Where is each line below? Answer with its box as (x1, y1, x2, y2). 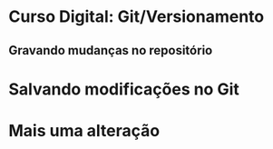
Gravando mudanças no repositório (8, 43, 213, 58)
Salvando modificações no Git (8, 79, 239, 99)
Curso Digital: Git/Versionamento (8, 6, 265, 27)
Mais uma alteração (8, 120, 161, 141)
